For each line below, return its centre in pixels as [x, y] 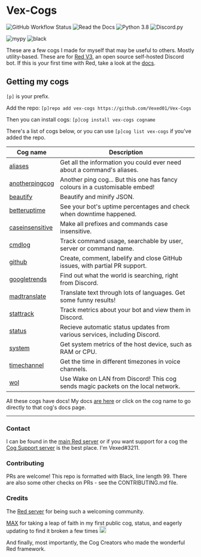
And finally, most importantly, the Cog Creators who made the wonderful [96, 542]
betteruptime [28, 210]
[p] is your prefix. [28, 96]
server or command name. [97, 248]
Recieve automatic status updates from [115, 327]
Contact [18, 428]
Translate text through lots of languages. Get [122, 292]
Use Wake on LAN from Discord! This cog [118, 379]
